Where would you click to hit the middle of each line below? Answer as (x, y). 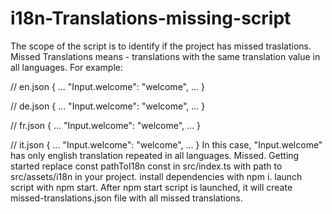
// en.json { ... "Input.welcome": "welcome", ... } (107, 86)
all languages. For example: (67, 67)
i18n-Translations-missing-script (151, 18)
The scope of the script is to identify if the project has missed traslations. (161, 46)
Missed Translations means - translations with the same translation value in (165, 56)
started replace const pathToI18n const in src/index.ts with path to (146, 166)
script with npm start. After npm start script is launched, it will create (151, 187)
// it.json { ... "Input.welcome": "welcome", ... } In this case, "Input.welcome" (166, 144)
